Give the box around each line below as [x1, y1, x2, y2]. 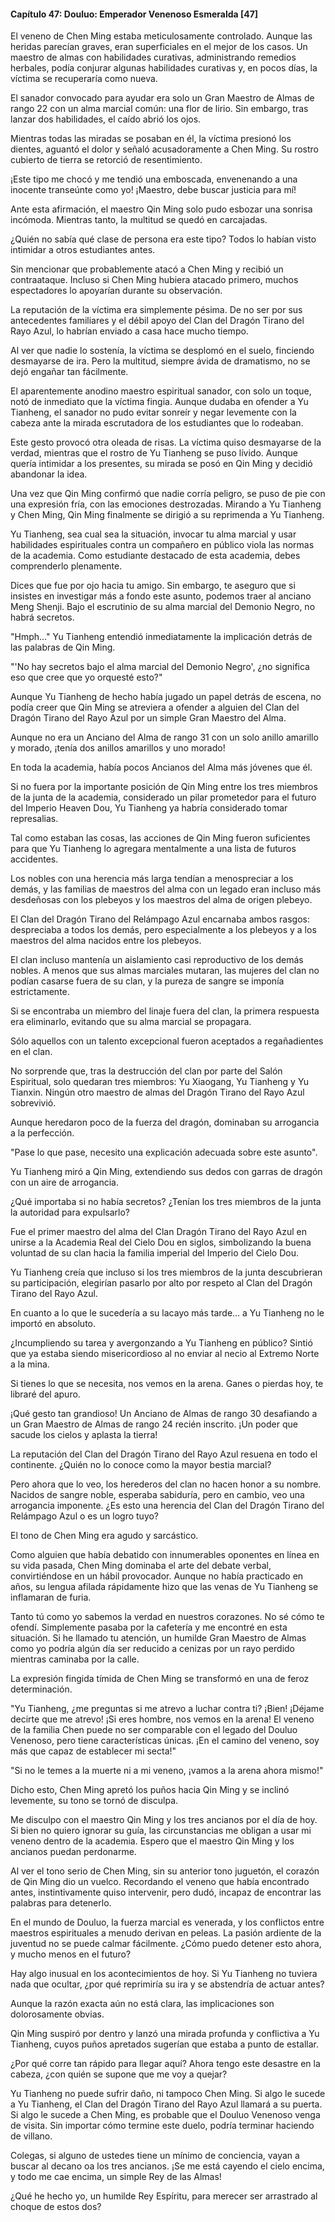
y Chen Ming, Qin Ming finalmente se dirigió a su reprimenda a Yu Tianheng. [10, 509, 325, 521]
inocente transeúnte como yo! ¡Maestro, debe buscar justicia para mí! [10, 184, 297, 196]
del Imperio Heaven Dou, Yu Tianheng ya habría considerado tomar [10, 802, 288, 814]
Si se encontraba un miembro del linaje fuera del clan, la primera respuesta [10, 1005, 320, 1017]
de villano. [10, 2130, 53, 2142]
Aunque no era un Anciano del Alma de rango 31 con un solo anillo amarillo [10, 731, 319, 744]
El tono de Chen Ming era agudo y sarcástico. [10, 1530, 199, 1542]
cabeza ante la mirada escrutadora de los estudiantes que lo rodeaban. [10, 417, 304, 429]
